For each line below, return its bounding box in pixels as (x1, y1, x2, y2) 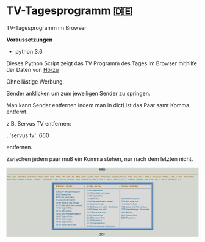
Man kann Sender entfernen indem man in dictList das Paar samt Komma (6, 101, 190, 109)
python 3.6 (15, 48, 43, 55)
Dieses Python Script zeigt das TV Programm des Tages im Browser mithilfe (6, 59, 197, 67)
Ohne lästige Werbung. (6, 77, 65, 85)
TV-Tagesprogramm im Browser (6, 24, 87, 31)
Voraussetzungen (6, 36, 53, 43)
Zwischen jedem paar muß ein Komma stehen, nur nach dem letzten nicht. (6, 155, 193, 162)
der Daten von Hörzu (6, 66, 59, 73)
